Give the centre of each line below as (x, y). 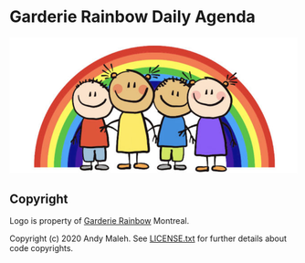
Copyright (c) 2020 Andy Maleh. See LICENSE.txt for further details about (148, 238)
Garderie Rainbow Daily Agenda (132, 17)
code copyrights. (42, 247)
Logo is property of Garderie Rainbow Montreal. (100, 220)
